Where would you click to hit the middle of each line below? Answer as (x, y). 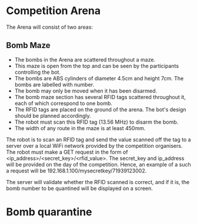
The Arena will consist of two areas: (49, 27)
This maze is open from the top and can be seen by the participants (97, 66)
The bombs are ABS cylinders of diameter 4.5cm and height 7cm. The (99, 78)
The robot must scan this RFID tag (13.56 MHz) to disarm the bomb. (96, 122)
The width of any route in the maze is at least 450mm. (80, 128)
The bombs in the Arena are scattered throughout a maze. (85, 59)
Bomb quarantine (49, 212)
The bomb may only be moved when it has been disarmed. (86, 91)
